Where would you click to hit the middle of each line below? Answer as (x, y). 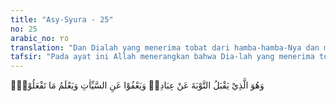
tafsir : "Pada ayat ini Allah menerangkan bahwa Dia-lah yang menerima (162, 57)
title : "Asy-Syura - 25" (62, 19)
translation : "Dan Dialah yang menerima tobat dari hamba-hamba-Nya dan (165, 47)
